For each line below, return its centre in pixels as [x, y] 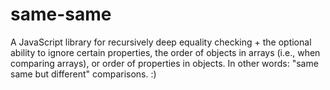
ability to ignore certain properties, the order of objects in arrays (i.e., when [165, 52]
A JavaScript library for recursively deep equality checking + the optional [161, 42]
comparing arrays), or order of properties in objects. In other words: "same [164, 63]
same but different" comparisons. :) [83, 74]
